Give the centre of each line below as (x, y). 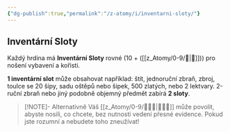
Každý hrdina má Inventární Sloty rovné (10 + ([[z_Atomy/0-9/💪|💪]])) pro (111, 58)
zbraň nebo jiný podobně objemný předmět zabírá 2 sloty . (107, 93)
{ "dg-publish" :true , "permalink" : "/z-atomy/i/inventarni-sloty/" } (104, 13)
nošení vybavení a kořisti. (44, 66)
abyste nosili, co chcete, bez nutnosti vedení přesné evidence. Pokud (124, 114)
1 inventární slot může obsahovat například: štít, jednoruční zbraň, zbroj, (111, 79)
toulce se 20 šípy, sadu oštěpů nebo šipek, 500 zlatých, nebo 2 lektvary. (111, 86)
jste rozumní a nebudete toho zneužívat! (82, 122)
